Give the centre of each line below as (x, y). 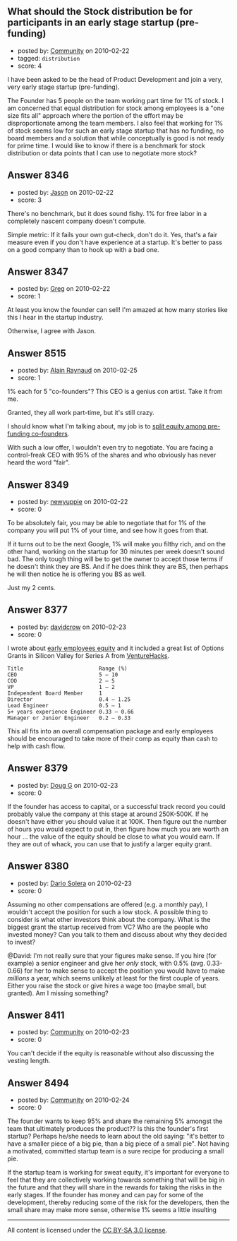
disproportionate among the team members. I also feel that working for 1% (115, 123)
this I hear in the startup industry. (55, 318)
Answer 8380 (38, 867)
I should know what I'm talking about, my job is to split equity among (107, 426)
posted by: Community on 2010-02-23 (73, 1032)
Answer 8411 (36, 1015)
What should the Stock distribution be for (100, 12)
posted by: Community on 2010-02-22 (73, 50)
